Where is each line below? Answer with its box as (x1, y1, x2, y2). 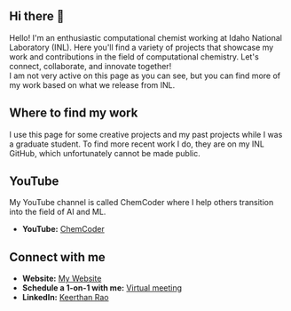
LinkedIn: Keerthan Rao (21, 292, 109, 303)
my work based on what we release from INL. (9, 79, 176, 90)
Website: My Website (21, 273, 102, 284)
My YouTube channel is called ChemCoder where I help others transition (9, 197, 274, 208)
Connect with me (9, 250, 106, 265)
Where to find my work (9, 106, 138, 121)
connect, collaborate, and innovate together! (9, 60, 172, 71)
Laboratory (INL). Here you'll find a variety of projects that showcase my (9, 42, 274, 52)
